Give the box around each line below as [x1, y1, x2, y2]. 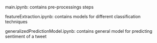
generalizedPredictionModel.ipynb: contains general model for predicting [5, 28, 153, 34]
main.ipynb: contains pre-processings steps [5, 4, 94, 10]
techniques [5, 19, 28, 24]
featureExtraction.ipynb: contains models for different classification [5, 14, 141, 19]
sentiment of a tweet [5, 34, 47, 39]
